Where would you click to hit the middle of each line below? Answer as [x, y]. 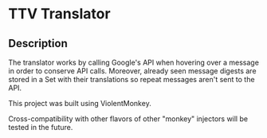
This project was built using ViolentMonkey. [80, 103]
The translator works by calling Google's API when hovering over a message [133, 62]
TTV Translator [59, 14]
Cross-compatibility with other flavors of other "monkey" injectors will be [128, 119]
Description [38, 43]
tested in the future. [41, 127]
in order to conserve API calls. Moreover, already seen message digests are [132, 71]
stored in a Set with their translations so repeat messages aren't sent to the [132, 79]
